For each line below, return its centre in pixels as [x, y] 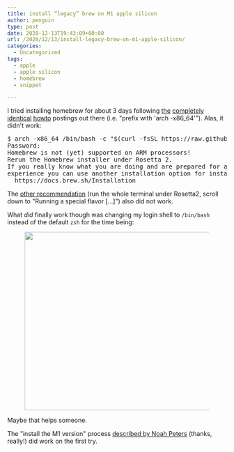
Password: [24, 146]
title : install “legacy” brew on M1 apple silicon [82, 14]
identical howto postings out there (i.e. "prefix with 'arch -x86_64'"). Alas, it [116, 118]
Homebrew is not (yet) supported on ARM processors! [99, 153]
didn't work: [24, 125]
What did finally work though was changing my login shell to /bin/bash [109, 215]
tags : [15, 59]
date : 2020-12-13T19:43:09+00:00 [56, 33]
